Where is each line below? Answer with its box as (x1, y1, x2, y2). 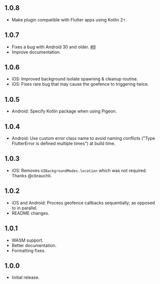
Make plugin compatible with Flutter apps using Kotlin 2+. (11, 17, 127, 22)
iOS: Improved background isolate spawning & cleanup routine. (11, 76, 138, 82)
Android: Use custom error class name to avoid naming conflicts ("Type (11, 135, 155, 141)
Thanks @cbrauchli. (11, 172, 52, 178)
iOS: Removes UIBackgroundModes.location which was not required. (11, 168, 147, 173)
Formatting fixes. (11, 247, 46, 253)
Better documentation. (11, 242, 57, 248)
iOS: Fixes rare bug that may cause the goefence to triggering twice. (11, 81, 149, 87)
